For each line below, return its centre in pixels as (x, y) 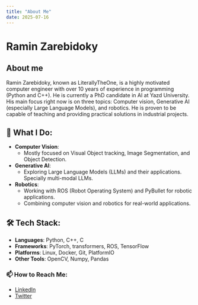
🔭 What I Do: (29, 132)
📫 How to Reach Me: (37, 275)
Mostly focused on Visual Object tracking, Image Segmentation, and (107, 153)
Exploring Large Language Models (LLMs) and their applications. (103, 172)
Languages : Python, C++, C (49, 240)
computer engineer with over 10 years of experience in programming (90, 89)
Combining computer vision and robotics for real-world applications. (107, 203)
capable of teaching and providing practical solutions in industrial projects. (97, 114)
